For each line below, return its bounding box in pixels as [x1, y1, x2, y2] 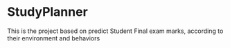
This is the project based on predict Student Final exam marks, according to [7, 27, 224, 35]
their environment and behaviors [7, 34, 100, 42]
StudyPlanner [7, 4, 88, 20]
